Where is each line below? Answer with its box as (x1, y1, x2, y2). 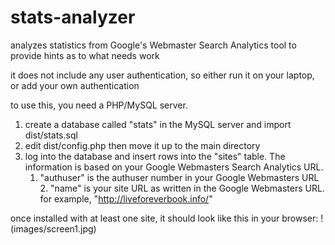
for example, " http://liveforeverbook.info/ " (39, 192, 213, 205)
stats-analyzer (10, 6, 136, 29)
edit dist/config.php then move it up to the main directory (24, 139, 261, 151)
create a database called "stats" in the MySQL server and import (24, 118, 292, 130)
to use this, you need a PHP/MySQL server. (10, 99, 188, 111)
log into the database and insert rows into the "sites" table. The (24, 150, 286, 162)
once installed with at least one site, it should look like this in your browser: (10, 212, 319, 224)
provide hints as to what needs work (10, 49, 160, 61)
